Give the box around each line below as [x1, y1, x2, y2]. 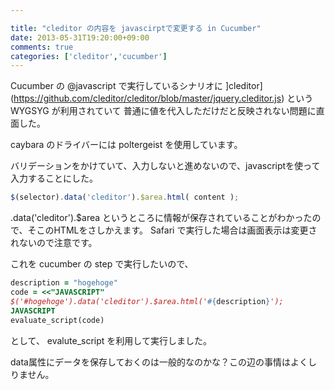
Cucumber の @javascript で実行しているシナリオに [10, 80, 224, 92]
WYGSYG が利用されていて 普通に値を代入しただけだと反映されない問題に [10, 105, 317, 117]
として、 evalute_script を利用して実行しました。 [10, 334, 212, 346]
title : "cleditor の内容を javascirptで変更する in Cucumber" [10, 23, 262, 33]
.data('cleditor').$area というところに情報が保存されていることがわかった [10, 212, 313, 224]
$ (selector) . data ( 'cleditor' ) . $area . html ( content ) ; [10, 192, 240, 203]
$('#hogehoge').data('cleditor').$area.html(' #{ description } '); [10, 296, 284, 306]
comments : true [10, 42, 74, 52]
